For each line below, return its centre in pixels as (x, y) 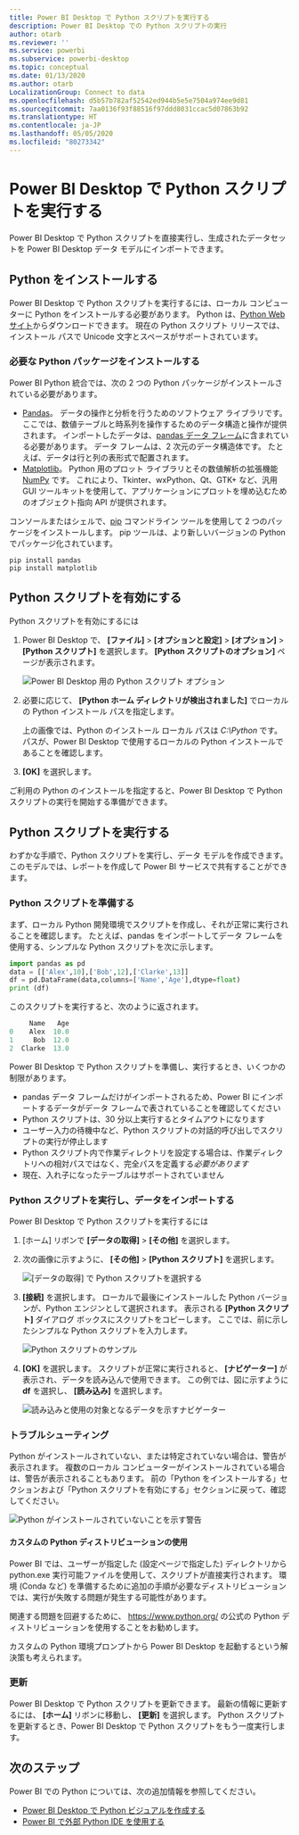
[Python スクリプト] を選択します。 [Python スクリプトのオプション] (149, 651)
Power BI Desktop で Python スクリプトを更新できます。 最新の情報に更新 (145, 1703)
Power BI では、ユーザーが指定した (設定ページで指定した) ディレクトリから (148, 1564)
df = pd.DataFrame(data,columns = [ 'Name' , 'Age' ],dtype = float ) (125, 980)
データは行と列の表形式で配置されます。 (120, 457)
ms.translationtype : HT (53, 117)
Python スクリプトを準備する (72, 903)
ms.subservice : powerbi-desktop (69, 59)
